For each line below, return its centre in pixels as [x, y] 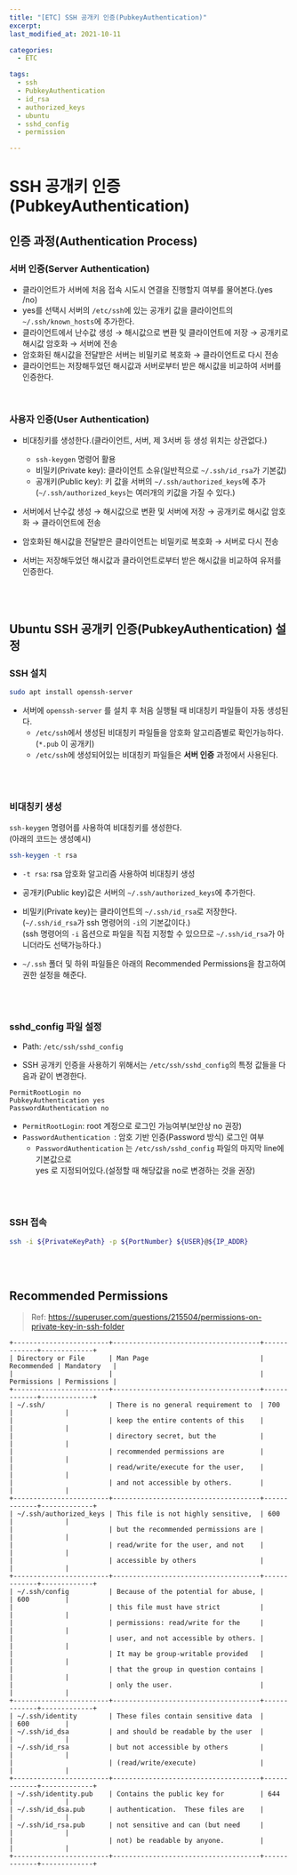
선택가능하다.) [77, 945]
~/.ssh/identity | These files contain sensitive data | [141, 1717]
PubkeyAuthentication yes [57, 1101]
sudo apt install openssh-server [71, 692]
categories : [31, 50]
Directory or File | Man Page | [141, 1358]
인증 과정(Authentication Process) [104, 241]
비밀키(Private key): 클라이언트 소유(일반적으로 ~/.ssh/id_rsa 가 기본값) [161, 470]
